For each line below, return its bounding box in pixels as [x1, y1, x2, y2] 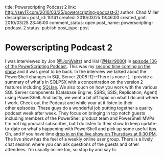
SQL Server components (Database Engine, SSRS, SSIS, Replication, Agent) [5, 89, 158, 95]
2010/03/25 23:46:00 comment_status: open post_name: [5, 20, 120, 25]
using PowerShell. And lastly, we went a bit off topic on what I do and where [5, 94, 158, 100]
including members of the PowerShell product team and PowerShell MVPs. [5, 115, 156, 121]
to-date [5, 126, 21, 132]
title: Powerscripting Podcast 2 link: [5, 4, 77, 10]
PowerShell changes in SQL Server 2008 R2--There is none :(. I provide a [5, 73, 153, 80]
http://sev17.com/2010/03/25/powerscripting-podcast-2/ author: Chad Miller [5, 9, 159, 15]
